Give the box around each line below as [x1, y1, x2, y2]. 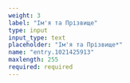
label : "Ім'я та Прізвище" [8, 19, 98, 27]
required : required [8, 63, 73, 71]
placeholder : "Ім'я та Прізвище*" [8, 41, 124, 49]
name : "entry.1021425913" [8, 48, 94, 56]
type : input [8, 26, 48, 34]
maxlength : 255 [8, 56, 59, 64]
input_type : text [8, 33, 66, 42]
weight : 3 [8, 11, 41, 20]
